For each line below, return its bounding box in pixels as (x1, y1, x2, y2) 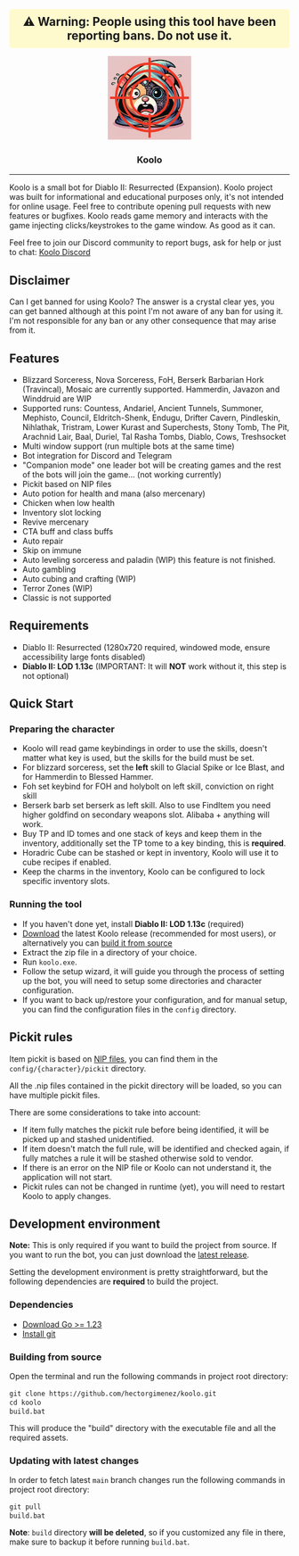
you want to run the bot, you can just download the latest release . (9, 1249, 250, 1261)
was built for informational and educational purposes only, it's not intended (9, 192, 285, 203)
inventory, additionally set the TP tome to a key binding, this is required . (21, 838, 287, 848)
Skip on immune (21, 544, 82, 556)
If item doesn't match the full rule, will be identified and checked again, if (21, 1143, 289, 1154)
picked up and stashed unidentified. (21, 1133, 154, 1145)
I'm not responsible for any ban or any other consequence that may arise (9, 316, 277, 327)
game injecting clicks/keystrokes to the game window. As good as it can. (9, 220, 276, 231)
